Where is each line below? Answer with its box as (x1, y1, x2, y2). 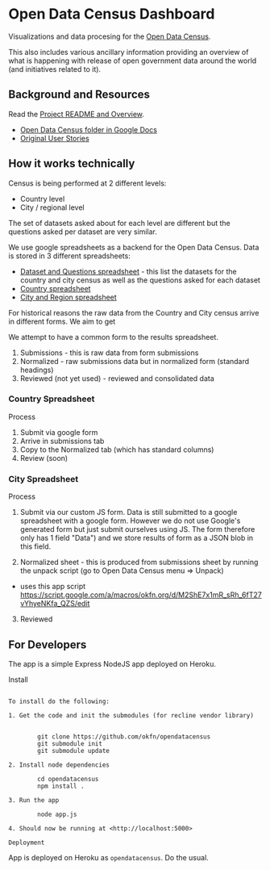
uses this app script (19, 582, 86, 592)
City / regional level (19, 203, 85, 212)
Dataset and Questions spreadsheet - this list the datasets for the (19, 266, 237, 276)
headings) (19, 365, 54, 374)
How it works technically (8, 157, 135, 170)
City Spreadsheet (8, 473, 79, 484)
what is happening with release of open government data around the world (8, 56, 257, 65)
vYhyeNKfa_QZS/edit (19, 599, 90, 609)
